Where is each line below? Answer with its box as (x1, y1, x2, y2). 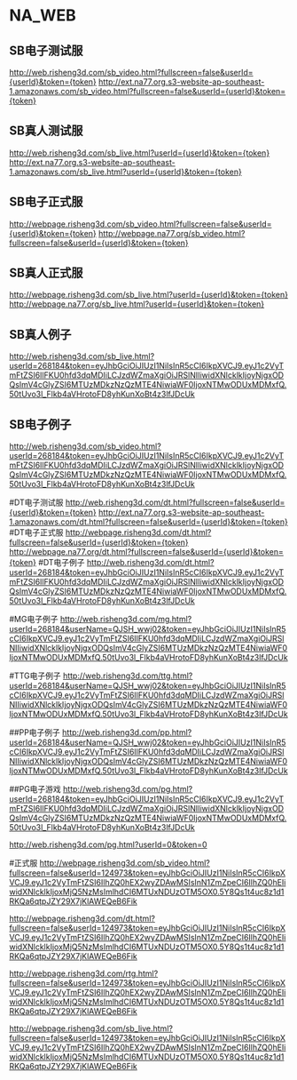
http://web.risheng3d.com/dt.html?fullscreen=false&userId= (65, 497, 285, 508)
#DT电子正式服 (9, 527, 64, 538)
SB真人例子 (9, 326, 72, 342)
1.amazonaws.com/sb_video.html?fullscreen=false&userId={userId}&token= (9, 86, 286, 96)
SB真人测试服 (9, 124, 83, 139)
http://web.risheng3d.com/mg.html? (59, 614, 192, 625)
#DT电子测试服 (9, 497, 64, 508)
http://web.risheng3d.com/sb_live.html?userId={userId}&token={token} (9, 148, 270, 158)
